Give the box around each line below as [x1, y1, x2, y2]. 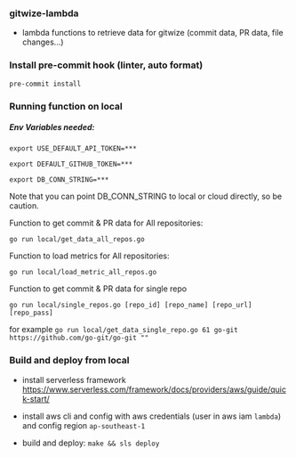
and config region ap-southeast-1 [21, 420, 146, 430]
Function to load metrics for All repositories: [9, 250, 171, 261]
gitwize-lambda [9, 7, 79, 20]
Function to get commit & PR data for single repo [9, 283, 188, 294]
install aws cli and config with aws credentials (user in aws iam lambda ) [21, 411, 282, 421]
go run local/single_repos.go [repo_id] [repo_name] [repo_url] [9, 301, 252, 310]
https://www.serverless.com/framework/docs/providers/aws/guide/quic [21, 384, 287, 395]
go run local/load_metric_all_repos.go [9, 268, 157, 277]
